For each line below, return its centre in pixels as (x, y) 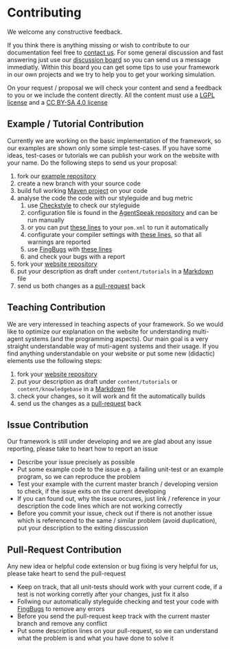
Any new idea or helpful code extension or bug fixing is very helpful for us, (113, 566)
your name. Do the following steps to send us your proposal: (92, 163)
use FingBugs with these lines (70, 249)
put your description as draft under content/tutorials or (97, 381)
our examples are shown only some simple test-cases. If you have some (109, 148)
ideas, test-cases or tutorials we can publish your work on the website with (113, 155)
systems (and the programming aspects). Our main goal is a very (117, 338)
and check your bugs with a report (76, 256)
